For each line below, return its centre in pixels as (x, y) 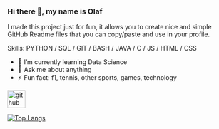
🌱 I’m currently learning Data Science (72, 62)
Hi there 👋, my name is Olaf (55, 11)
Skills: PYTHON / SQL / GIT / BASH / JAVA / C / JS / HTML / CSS (102, 48)
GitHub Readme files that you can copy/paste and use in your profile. (109, 34)
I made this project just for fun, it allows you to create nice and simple (109, 27)
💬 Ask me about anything (55, 70)
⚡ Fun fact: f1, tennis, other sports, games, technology (97, 78)
